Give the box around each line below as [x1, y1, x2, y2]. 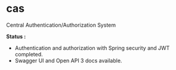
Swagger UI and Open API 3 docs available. [14, 57, 122, 64]
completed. [14, 50, 43, 58]
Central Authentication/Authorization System [6, 21, 116, 28]
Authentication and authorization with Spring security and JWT [14, 44, 170, 52]
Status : [6, 33, 26, 40]
